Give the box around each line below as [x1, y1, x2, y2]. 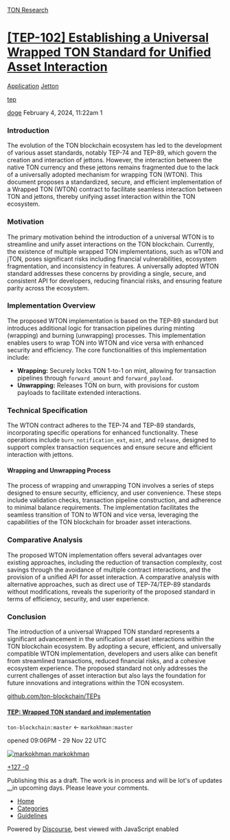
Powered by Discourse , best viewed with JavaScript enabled [7, 825, 179, 833]
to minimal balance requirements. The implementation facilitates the [7, 504, 199, 512]
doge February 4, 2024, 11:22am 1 [7, 108, 103, 116]
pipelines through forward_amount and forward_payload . [16, 374, 174, 382]
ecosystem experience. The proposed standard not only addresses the [7, 664, 208, 672]
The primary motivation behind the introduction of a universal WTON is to [7, 233, 215, 241]
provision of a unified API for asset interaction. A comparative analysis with [7, 572, 220, 581]
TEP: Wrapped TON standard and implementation [7, 708, 151, 716]
